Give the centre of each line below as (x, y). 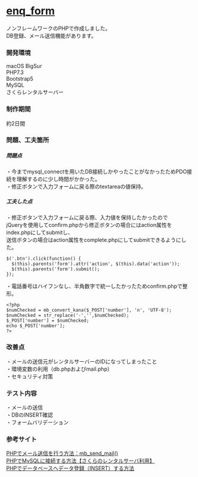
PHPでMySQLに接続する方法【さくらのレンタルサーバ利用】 (81, 461)
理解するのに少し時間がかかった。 (58, 179)
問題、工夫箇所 (28, 140)
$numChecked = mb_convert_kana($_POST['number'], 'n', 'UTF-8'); (89, 310)
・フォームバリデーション (38, 422)
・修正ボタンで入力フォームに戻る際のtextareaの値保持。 (76, 187)
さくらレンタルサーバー (35, 92)
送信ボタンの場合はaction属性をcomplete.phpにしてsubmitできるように (94, 240)
